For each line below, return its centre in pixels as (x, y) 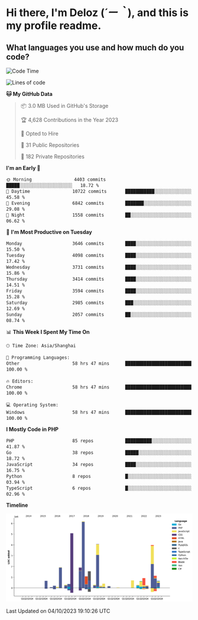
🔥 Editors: (20, 381)
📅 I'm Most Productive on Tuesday (49, 232)
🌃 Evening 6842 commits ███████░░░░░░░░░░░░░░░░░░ (99, 203)
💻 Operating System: (33, 405)
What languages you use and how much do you (95, 48)
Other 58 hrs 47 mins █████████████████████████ (99, 364)
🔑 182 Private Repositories (52, 156)
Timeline (17, 505)
